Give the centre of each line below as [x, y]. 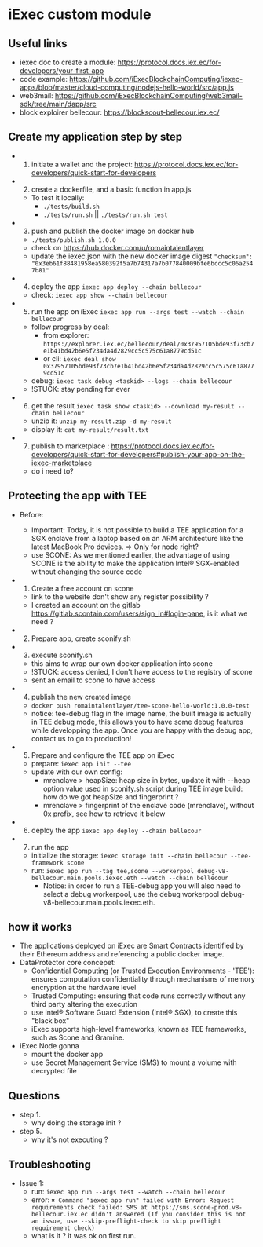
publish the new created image [81, 697]
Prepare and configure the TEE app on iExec [103, 755]
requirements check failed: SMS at [89, 1208]
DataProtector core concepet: [68, 963]
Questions [34, 1096]
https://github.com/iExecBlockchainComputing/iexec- [156, 79]
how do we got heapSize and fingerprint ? [111, 797]
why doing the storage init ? [76, 1123]
